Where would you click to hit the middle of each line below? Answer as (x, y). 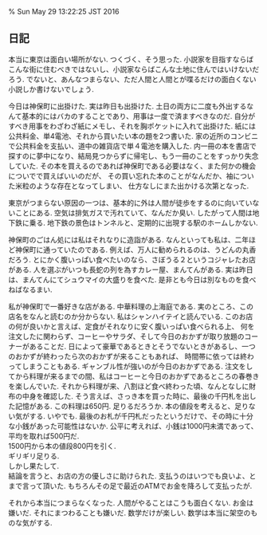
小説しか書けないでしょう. (51, 89)
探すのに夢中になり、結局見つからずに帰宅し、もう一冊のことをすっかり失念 (133, 155)
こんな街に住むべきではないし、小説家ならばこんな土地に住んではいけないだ (134, 69)
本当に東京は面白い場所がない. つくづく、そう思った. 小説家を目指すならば (131, 59)
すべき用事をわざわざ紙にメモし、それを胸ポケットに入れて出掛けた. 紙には (132, 126)
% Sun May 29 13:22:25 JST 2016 (64, 12)
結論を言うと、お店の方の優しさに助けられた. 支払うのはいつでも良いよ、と (132, 476)
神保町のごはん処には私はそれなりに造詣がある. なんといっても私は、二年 (129, 239)
